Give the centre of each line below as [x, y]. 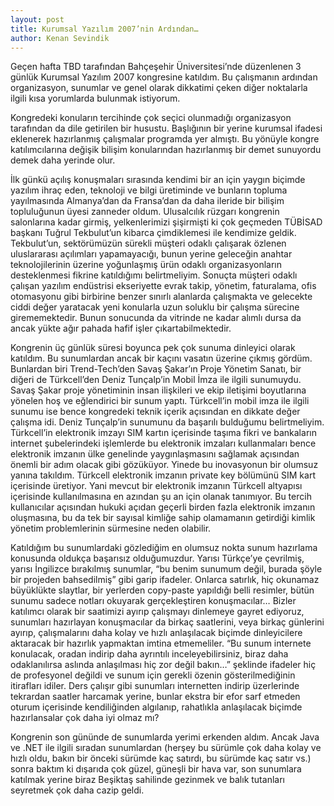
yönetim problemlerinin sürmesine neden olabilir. [111, 528]
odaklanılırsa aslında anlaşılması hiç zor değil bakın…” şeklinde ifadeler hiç [163, 665]
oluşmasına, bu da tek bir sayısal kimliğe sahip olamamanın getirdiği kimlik [163, 518]
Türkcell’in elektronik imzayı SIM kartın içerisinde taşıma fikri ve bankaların [163, 433]
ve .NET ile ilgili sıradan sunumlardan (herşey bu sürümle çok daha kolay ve [166, 748]
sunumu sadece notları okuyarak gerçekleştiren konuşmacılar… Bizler [153, 601]
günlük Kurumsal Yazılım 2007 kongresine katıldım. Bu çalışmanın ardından [164, 77]
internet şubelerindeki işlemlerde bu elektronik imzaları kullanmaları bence [163, 443]
